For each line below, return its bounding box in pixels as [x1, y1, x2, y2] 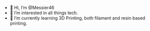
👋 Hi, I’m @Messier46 [9, 5, 55, 10]
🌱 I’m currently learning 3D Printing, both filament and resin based [9, 15, 146, 21]
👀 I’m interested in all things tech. [9, 10, 78, 16]
